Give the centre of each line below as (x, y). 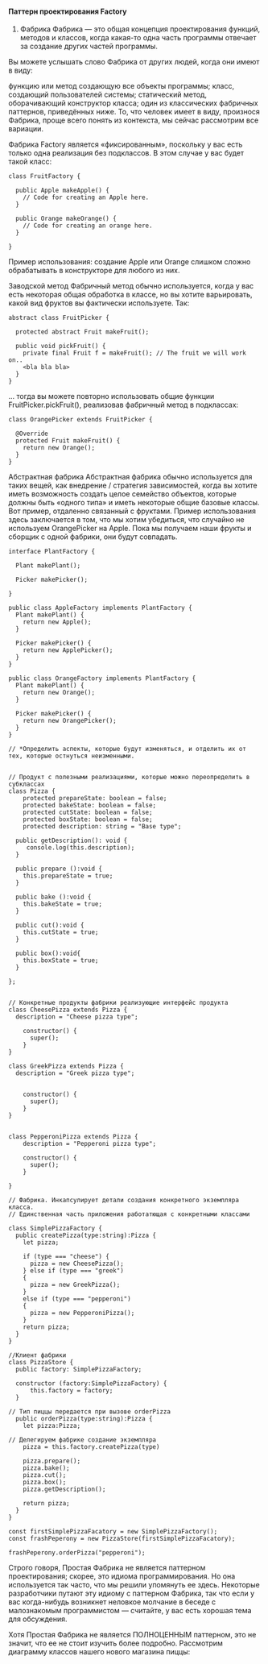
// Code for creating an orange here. (88, 226)
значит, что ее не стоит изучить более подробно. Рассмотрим (115, 1643)
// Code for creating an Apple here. (86, 197)
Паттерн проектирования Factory (68, 11)
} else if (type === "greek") (74, 1271)
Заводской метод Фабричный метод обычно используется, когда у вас (131, 286)
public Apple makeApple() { (63, 191)
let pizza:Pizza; (52, 1426)
